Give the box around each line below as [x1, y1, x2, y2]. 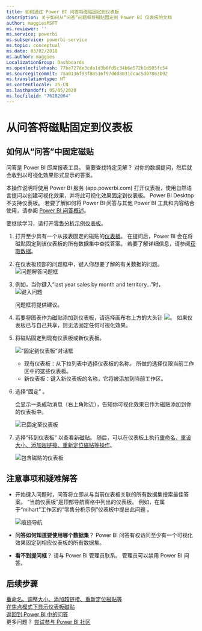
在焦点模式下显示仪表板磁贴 [6, 603, 75, 610]
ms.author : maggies [6, 54, 55, 60]
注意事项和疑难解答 [6, 474, 78, 484]
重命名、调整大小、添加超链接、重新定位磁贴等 [6, 595, 122, 603]
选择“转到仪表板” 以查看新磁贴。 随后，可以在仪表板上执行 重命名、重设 [14, 434, 192, 441]
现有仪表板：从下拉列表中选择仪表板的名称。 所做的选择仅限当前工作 [23, 360, 194, 367]
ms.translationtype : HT [6, 76, 66, 82]
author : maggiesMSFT [6, 20, 58, 26]
